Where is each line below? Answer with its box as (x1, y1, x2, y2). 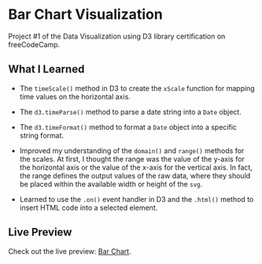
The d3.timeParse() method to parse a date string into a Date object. (19, 107, 242, 116)
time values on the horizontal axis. (19, 92, 131, 101)
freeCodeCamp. (8, 39, 61, 49)
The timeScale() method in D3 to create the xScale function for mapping (19, 83, 255, 93)
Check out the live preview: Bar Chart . (8, 246, 131, 256)
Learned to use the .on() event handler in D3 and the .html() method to (19, 194, 254, 203)
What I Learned (8, 63, 85, 76)
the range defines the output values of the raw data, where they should (19, 170, 251, 180)
